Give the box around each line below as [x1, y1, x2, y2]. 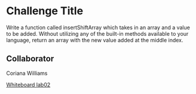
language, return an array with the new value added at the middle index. [6, 36, 183, 43]
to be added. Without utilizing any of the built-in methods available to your [6, 30, 189, 37]
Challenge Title [6, 4, 84, 18]
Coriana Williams [6, 70, 48, 77]
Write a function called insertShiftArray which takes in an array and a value [6, 24, 190, 31]
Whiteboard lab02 [6, 81, 51, 88]
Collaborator [6, 54, 54, 64]
